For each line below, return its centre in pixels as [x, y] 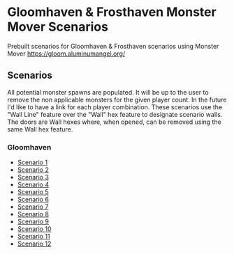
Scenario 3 [33, 177]
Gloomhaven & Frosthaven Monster [112, 12]
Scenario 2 [33, 170]
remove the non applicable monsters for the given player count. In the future [117, 100]
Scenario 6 [33, 200]
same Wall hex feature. [40, 129]
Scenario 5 [33, 192]
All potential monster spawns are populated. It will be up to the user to [108, 92]
